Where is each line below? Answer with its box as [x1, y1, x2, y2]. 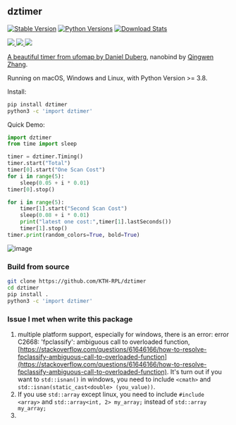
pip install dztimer [7, 101, 68, 108]
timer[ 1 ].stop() [20, 225, 68, 232]
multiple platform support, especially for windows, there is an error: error [17, 330, 229, 338]
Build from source [7, 261, 70, 271]
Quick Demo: [7, 120, 45, 129]
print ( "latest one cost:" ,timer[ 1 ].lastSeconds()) [20, 218, 172, 226]
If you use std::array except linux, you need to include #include [17, 390, 204, 398]
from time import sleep [7, 140, 77, 147]
